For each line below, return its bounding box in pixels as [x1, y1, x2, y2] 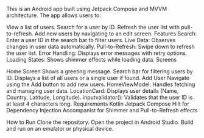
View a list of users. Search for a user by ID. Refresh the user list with [6, 24, 180, 31]
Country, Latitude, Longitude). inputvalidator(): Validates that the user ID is [6, 94, 193, 101]
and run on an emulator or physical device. [6, 125, 114, 132]
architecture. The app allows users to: [6, 12, 102, 19]
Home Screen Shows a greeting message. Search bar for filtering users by [6, 68, 193, 75]
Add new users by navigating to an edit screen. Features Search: [34, 30, 197, 37]
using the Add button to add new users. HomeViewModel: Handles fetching [6, 81, 195, 88]
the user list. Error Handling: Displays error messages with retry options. [6, 49, 188, 57]
